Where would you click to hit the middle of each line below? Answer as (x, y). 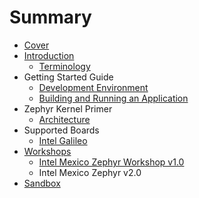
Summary (50, 17)
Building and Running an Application (113, 98)
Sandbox (42, 183)
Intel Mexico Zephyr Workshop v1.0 (111, 162)
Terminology (64, 66)
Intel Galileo (63, 140)
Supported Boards (61, 130)
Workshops (47, 151)
